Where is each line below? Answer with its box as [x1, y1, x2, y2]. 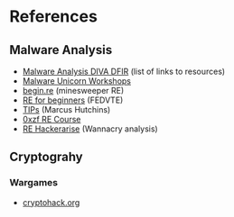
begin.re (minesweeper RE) [22, 86, 125, 95]
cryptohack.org [22, 196, 80, 208]
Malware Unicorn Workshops [22, 76, 131, 86]
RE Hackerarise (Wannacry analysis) [22, 123, 158, 134]
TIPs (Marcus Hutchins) [22, 104, 111, 114]
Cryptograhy [9, 149, 83, 165]
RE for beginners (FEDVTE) [22, 95, 124, 105]
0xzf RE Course [22, 114, 81, 124]
